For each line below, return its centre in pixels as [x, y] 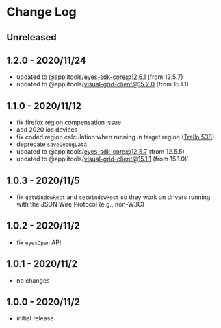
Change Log [41, 12]
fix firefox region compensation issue [69, 122]
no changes [33, 280]
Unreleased [32, 37]
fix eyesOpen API [39, 242]
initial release [35, 318]
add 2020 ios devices [47, 130]
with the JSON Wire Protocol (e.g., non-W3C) [80, 204]
